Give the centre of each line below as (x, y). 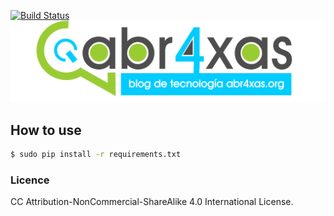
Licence (30, 180)
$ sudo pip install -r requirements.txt (96, 155)
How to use (46, 130)
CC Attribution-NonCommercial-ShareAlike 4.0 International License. (152, 202)
